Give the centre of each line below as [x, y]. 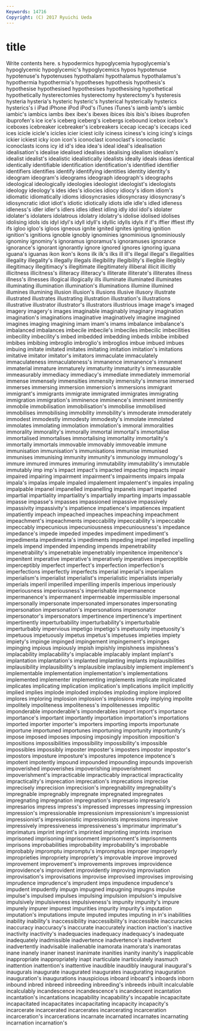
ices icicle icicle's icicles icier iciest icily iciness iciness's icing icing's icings [99, 133]
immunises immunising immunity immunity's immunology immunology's [95, 457]
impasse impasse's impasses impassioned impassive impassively [87, 502]
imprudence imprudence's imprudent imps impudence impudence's [90, 883]
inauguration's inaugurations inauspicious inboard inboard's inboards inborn [100, 978]
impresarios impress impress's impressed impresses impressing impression [99, 807]
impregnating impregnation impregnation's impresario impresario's [88, 800]
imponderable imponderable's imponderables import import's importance [96, 712]
